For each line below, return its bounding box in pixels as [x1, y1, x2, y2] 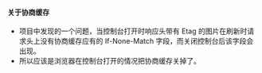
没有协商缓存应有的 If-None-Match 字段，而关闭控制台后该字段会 [40, 36, 254, 46]
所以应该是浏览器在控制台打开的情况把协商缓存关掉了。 [18, 56, 201, 66]
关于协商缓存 [7, 7, 49, 17]
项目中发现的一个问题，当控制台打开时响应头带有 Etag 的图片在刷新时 [18, 26, 248, 36]
